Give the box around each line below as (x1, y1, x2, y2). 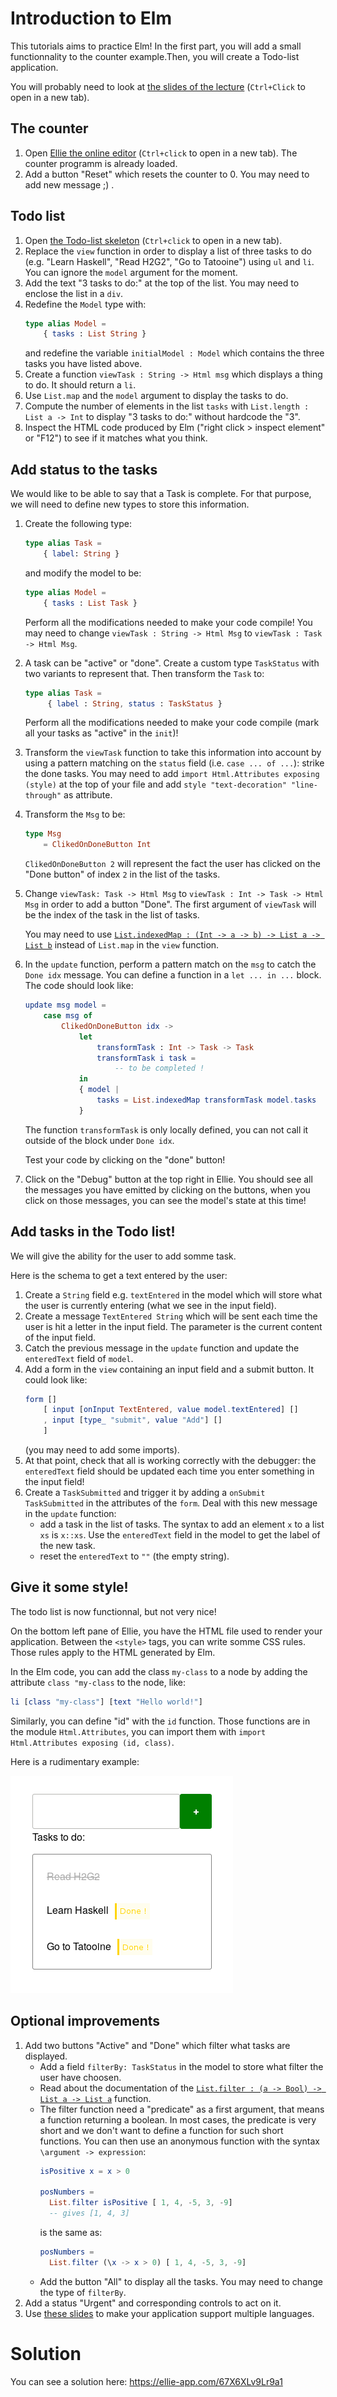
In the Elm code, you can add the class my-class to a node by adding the (10, 1665, 308, 1677)
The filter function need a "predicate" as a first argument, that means (39, 2103, 325, 2115)
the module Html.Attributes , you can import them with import (10, 1725, 267, 1737)
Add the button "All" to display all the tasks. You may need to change (39, 2275, 323, 2287)
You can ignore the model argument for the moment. (24, 266, 238, 278)
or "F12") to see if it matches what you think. (24, 432, 208, 444)
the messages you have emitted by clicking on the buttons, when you (24, 1183, 311, 1196)
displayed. (24, 2050, 68, 2062)
